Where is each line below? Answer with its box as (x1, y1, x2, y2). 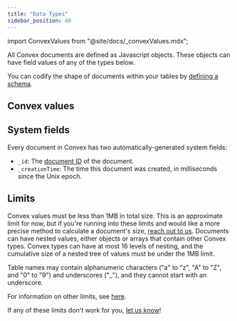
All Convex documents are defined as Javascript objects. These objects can (7, 51, 231, 59)
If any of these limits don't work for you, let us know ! (7, 305, 162, 314)
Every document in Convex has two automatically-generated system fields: (7, 143, 228, 152)
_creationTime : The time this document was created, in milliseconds (17, 164, 218, 173)
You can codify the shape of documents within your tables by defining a (7, 72, 218, 80)
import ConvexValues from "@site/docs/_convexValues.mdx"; (7, 36, 189, 45)
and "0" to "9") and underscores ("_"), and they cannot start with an (7, 270, 207, 279)
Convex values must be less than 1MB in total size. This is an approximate (7, 211, 223, 220)
